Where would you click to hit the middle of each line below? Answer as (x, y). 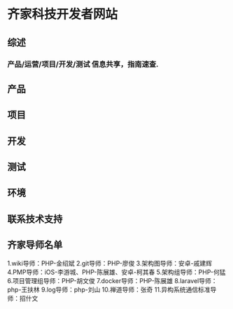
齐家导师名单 (35, 245)
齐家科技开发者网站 (63, 14)
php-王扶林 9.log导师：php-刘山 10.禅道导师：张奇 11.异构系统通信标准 (109, 289)
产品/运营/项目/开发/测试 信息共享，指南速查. (83, 64)
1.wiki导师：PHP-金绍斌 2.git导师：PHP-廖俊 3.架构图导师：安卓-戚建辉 (110, 263)
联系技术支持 (35, 219)
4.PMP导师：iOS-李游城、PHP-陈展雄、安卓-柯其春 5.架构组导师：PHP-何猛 (116, 272)
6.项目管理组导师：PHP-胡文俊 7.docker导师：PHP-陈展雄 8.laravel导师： (112, 280)
